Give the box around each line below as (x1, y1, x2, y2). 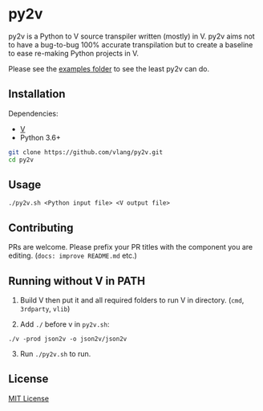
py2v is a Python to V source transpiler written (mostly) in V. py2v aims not (8, 31, 255, 41)
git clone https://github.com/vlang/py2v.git (8, 148, 163, 157)
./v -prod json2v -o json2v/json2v (8, 335, 127, 343)
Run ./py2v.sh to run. (19, 348, 91, 358)
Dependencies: (8, 108, 59, 118)
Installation (8, 87, 66, 101)
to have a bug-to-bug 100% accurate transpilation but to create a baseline (8, 39, 253, 49)
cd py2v (8, 156, 34, 164)
